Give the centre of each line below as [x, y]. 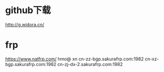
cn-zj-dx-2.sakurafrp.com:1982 [90, 64]
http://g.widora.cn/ [25, 24]
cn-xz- [152, 59]
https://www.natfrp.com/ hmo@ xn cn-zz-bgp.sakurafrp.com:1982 [74, 59]
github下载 [28, 10]
